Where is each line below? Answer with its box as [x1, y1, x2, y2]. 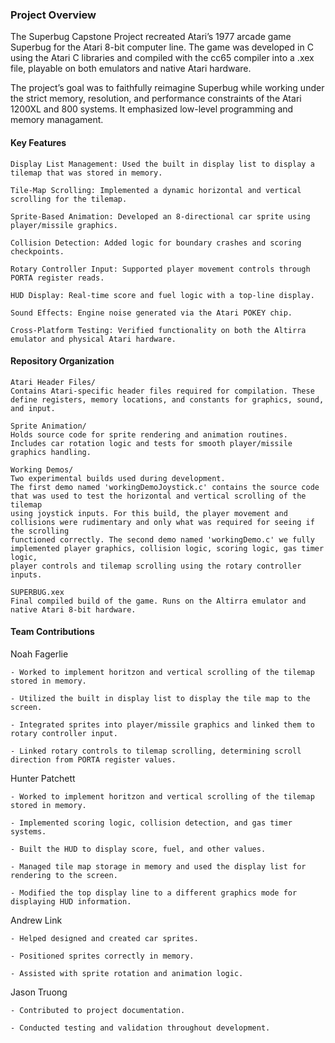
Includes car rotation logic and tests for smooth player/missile [10, 438, 293, 448]
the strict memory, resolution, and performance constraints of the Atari [10, 93, 302, 105]
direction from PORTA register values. [10, 754, 177, 765]
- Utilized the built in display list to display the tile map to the [10, 693, 311, 703]
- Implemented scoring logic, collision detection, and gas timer [10, 818, 293, 828]
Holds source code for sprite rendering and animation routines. [10, 429, 288, 440]
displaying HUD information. [10, 896, 132, 907]
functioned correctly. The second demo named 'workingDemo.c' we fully [10, 534, 315, 545]
